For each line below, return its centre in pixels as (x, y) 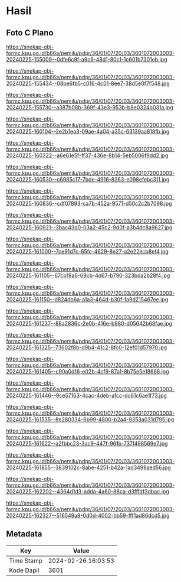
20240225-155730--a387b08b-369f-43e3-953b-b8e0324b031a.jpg (90, 107)
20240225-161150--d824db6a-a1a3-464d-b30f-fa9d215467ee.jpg (87, 299)
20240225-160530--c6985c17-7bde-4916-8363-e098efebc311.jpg (88, 179)
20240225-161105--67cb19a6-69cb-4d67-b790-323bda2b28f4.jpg (88, 275)
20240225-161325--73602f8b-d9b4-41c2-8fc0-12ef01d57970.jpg (87, 347)
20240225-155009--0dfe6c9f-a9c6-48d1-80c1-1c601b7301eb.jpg (87, 59)
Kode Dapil (24, 570)
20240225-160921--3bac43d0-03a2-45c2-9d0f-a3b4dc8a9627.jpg (89, 227)
